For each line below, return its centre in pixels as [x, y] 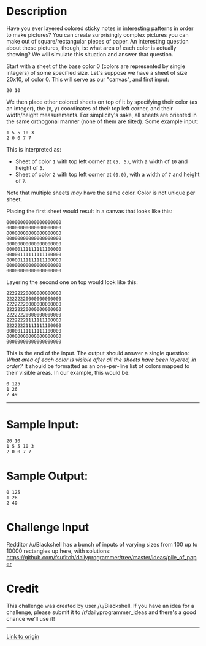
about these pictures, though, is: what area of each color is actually [91, 48]
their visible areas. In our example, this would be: [68, 372]
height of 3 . [29, 167]
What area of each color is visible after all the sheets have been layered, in [101, 360]
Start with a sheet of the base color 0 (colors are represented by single [96, 66]
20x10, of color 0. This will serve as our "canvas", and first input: [88, 79]
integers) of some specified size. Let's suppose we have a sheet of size [97, 72]
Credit [22, 589]
